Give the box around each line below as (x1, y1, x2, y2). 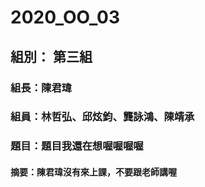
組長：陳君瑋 (10, 81, 73, 95)
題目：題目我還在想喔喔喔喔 (10, 139, 144, 153)
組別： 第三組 (10, 48, 93, 65)
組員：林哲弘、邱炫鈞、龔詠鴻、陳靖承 (10, 110, 195, 124)
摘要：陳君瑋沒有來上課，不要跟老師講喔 (10, 166, 177, 178)
